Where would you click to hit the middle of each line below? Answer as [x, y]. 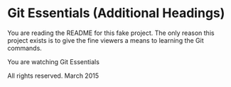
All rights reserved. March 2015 [53, 76]
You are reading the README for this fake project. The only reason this [111, 33]
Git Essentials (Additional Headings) [116, 13]
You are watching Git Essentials [53, 61]
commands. [25, 48]
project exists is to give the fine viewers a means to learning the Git [106, 40]
